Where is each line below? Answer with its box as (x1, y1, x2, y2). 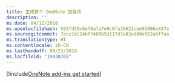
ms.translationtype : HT (6, 37, 67, 43)
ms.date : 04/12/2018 (6, 20, 59, 26)
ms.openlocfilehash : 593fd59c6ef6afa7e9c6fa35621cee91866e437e (6, 25, 170, 32)
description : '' (6, 14, 47, 20)
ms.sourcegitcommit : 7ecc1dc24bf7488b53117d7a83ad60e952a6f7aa (6, 31, 170, 37)
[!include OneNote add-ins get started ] (6, 70, 102, 77)
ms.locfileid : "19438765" (6, 54, 71, 60)
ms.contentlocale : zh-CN (6, 43, 69, 49)
